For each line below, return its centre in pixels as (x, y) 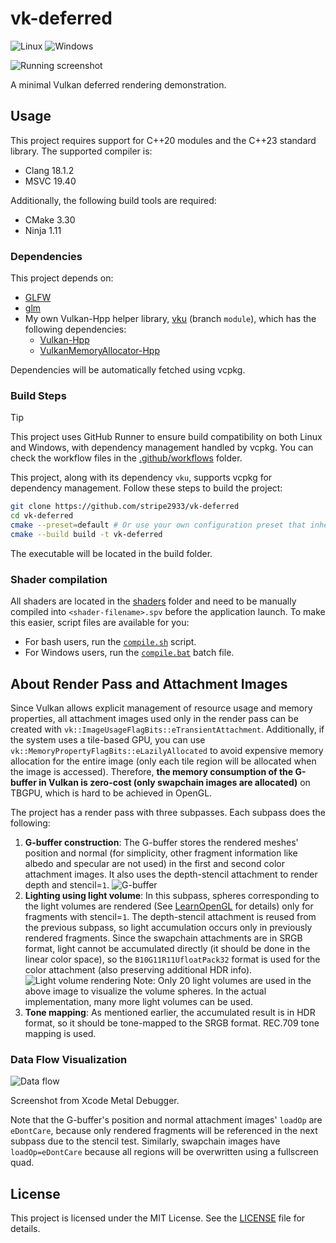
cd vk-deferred (42, 516)
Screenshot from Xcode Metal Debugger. (95, 1101)
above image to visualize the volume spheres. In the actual (145, 991)
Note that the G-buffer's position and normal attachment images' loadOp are (166, 1120)
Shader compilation (59, 579)
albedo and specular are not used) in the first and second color (154, 863)
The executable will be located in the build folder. (111, 553)
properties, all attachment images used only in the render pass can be (154, 718)
